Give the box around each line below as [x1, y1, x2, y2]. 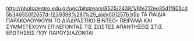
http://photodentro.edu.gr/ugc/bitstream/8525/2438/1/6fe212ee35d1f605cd [6, 5, 188, 12]
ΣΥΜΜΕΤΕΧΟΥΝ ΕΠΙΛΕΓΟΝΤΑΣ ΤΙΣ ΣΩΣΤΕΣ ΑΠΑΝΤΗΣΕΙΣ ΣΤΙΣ [6, 23, 163, 30]
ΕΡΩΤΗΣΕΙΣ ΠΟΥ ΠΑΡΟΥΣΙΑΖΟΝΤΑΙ [6, 29, 94, 36]
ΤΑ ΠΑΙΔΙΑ [140, 11, 166, 18]
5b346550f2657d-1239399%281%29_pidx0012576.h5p [6, 11, 140, 18]
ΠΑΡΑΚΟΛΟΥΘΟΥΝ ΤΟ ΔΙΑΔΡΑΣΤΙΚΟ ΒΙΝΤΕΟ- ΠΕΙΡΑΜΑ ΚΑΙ [6, 17, 153, 24]
